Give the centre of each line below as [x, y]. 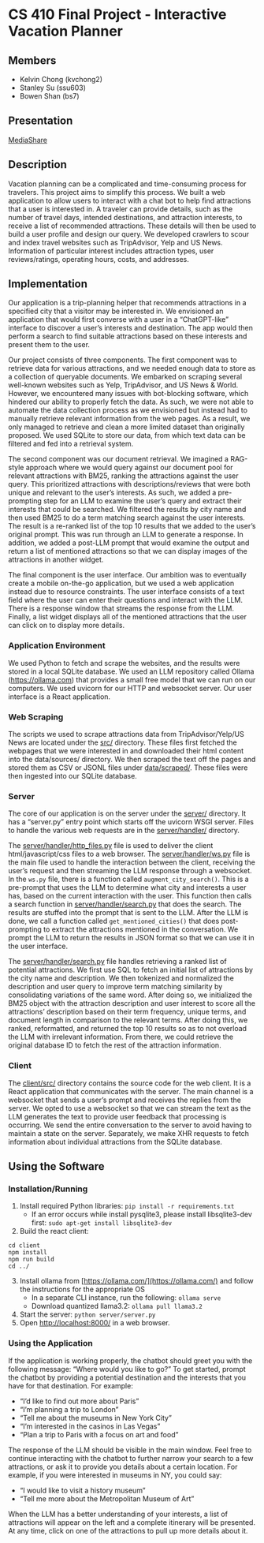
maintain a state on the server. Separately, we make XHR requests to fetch [129, 1133]
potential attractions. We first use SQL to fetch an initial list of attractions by [131, 970]
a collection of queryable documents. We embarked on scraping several [125, 377]
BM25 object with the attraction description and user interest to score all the [132, 1003]
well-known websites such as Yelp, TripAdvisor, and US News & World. [123, 385]
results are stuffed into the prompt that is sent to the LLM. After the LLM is [128, 913]
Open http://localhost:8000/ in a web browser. [95, 1323]
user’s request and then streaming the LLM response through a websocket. [130, 871]
